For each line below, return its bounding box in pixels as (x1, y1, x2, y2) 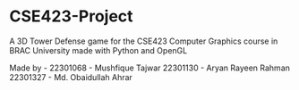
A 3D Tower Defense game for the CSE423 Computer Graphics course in (9, 36, 278, 46)
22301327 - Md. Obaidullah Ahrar (9, 71, 132, 82)
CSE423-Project (9, 6, 133, 27)
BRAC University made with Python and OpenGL (9, 45, 188, 55)
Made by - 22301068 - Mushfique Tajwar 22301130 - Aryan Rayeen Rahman (9, 62, 291, 73)
